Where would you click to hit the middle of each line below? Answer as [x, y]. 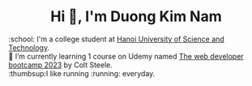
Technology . [29, 47]
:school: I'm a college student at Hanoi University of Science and [116, 39]
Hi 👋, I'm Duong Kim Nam [136, 17]
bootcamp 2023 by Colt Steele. [61, 65]
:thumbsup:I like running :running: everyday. [82, 73]
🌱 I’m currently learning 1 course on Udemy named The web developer [126, 56]
